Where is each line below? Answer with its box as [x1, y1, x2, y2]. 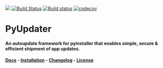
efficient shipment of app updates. [5, 46, 80, 52]
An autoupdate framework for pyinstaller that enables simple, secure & [5, 40, 158, 46]
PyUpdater [5, 23, 52, 35]
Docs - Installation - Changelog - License [5, 57, 94, 63]
